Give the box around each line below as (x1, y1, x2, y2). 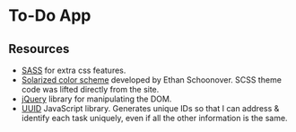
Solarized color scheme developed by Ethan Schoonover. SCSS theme (21, 75, 282, 85)
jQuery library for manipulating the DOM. (21, 93, 172, 104)
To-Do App (8, 5, 91, 26)
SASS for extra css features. (21, 65, 126, 75)
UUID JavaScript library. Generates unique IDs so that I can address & (21, 103, 280, 113)
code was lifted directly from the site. (21, 84, 160, 94)
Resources (8, 41, 70, 57)
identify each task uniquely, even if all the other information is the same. (21, 113, 288, 123)
